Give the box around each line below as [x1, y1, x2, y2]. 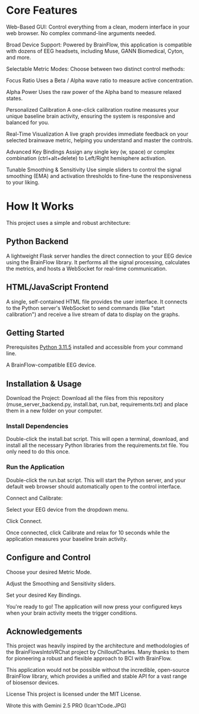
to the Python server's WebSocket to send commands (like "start [6, 304, 165, 311]
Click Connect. [6, 517, 43, 524]
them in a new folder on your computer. [6, 407, 103, 414]
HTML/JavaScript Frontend [6, 282, 109, 292]
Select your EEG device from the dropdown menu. [6, 506, 129, 513]
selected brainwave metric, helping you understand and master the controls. [6, 136, 193, 143]
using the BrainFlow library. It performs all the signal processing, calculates [6, 258, 190, 265]
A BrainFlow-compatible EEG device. [6, 361, 96, 369]
